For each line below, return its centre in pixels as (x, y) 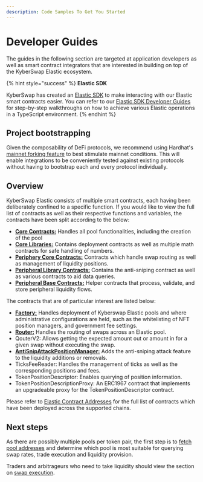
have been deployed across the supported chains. (69, 408)
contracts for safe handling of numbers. (64, 251)
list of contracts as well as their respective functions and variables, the (94, 213)
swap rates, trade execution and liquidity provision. (70, 454)
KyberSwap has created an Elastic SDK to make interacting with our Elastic (99, 95)
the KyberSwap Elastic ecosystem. (49, 71)
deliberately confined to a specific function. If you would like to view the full (101, 207)
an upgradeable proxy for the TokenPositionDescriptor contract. (95, 390)
